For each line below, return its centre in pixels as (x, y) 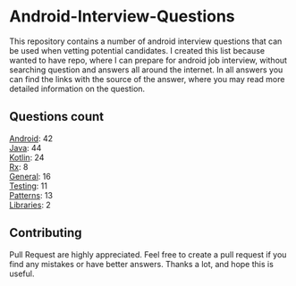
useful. (22, 273)
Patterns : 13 (31, 195)
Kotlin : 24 (27, 157)
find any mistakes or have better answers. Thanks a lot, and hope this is (142, 264)
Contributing (46, 233)
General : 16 (30, 176)
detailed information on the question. (77, 88)
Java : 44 (25, 147)
